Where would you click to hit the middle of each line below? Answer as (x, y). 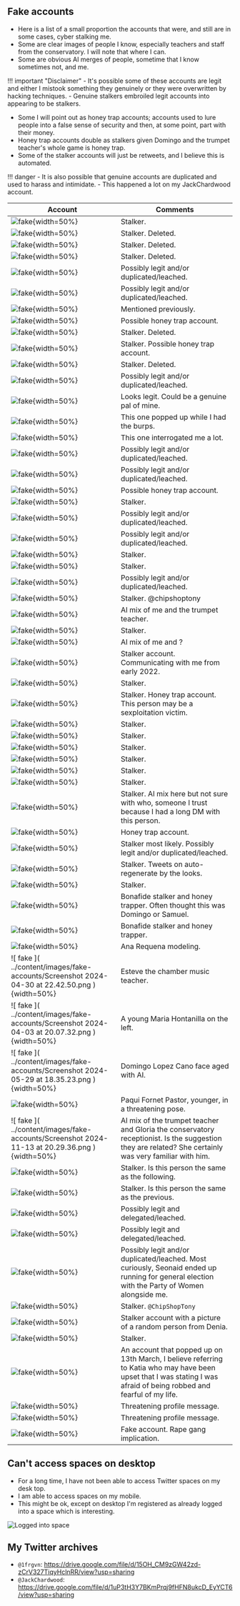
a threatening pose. (153, 1108)
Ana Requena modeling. (161, 946)
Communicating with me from (170, 662)
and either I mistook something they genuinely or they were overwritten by (117, 88)
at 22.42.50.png (64, 985)
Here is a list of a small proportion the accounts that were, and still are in (124, 29)
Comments (175, 209)
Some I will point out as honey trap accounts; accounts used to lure (117, 117)
